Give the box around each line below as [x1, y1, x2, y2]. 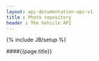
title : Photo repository [6, 14, 71, 20]
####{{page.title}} [6, 48, 53, 55]
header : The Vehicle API [6, 20, 71, 26]
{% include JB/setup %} [6, 36, 66, 44]
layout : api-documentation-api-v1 [6, 8, 94, 15]
